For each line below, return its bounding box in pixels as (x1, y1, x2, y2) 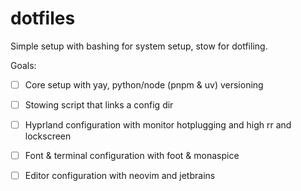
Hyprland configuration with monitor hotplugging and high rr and (24, 119, 292, 131)
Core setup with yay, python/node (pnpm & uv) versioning (24, 78, 264, 91)
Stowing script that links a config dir (24, 99, 174, 111)
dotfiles (10, 7, 76, 30)
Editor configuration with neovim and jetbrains (24, 170, 216, 182)
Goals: (10, 59, 37, 71)
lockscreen (24, 130, 72, 142)
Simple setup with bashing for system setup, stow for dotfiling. (10, 40, 268, 52)
